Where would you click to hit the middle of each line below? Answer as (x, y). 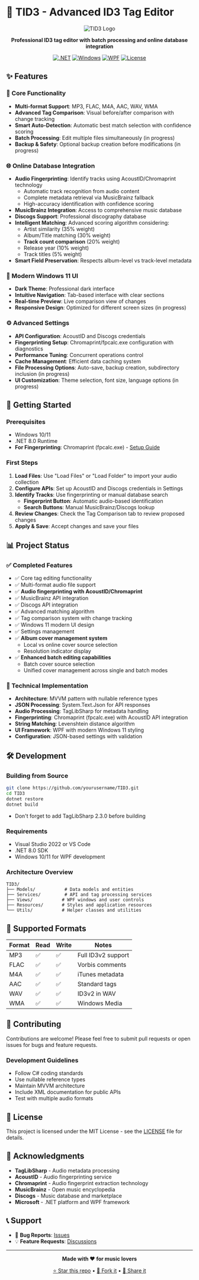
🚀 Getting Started (39, 405)
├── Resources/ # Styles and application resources (79, 905)
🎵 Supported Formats (46, 928)
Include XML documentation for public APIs (68, 1092)
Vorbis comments (102, 965)
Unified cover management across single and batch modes (96, 671)
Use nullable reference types (50, 1080)
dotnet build (22, 805)
